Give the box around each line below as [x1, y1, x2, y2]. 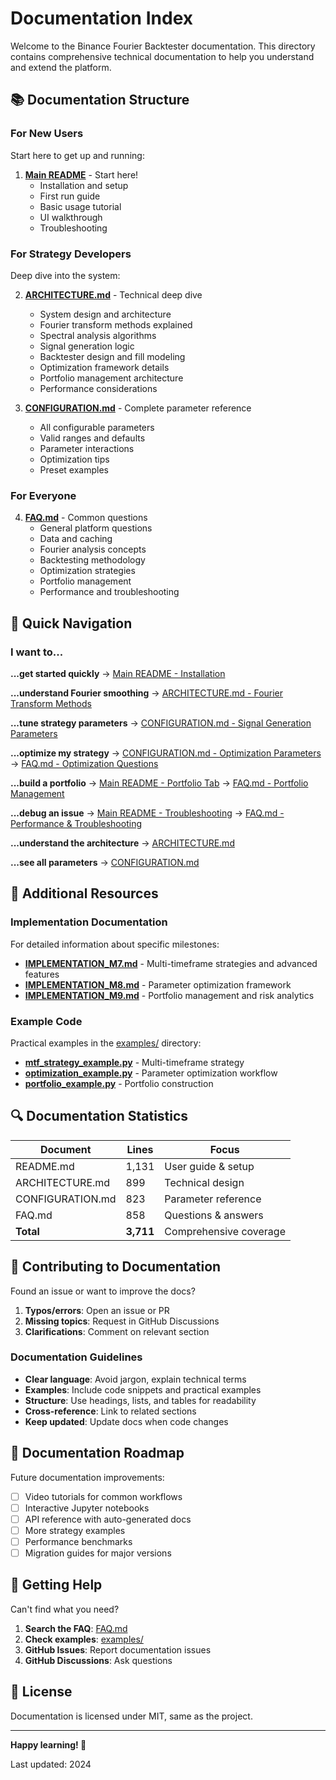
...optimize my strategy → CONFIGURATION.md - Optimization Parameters [10, 747, 322, 759]
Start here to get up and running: [10, 149, 145, 161]
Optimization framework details [39, 361, 170, 373]
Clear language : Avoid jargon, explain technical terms [24, 1373, 247, 1385]
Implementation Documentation [10, 915, 168, 929]
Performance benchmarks [24, 1535, 133, 1547]
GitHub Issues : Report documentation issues [24, 1643, 212, 1656]
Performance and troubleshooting [39, 586, 180, 598]
